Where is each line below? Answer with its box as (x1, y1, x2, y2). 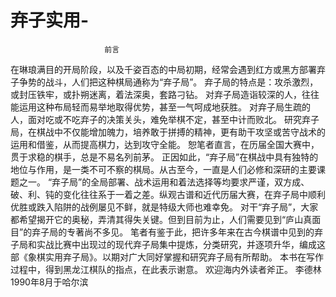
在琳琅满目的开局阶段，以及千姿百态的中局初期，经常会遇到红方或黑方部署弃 (10, 63, 326, 75)
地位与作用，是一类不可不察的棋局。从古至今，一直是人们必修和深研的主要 (10, 163, 317, 175)
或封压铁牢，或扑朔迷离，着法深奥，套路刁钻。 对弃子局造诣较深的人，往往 (10, 88, 320, 100)
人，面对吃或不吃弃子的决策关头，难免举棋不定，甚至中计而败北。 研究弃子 (10, 113, 320, 125)
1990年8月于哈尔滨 (10, 276, 89, 288)
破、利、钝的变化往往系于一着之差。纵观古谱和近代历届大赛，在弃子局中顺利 (10, 188, 326, 200)
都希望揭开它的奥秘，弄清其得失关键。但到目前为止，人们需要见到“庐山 (10, 213, 304, 225)
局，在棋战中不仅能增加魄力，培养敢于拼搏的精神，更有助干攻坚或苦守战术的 (10, 126, 326, 138)
